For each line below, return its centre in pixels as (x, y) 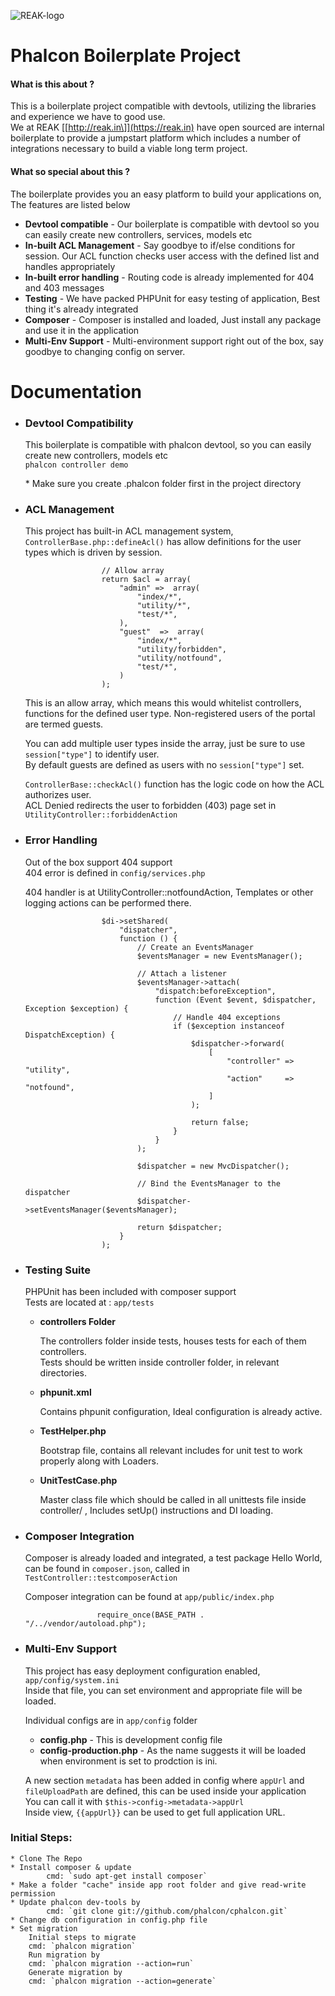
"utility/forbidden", (181, 650)
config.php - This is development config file (131, 1739)
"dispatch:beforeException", (215, 991)
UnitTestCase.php (78, 1480)
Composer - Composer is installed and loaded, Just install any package (173, 319)
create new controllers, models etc (96, 456)
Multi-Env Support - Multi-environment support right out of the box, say (174, 341)
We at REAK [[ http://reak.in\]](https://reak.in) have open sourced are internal (167, 127)
